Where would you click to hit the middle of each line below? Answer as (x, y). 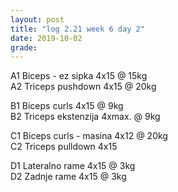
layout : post (37, 19)
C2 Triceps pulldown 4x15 (64, 147)
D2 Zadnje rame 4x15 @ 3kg (68, 177)
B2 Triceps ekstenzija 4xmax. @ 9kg (85, 117)
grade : (24, 47)
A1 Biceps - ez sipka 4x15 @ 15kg (79, 76)
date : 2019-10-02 (46, 38)
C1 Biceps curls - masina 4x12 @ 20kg (89, 136)
